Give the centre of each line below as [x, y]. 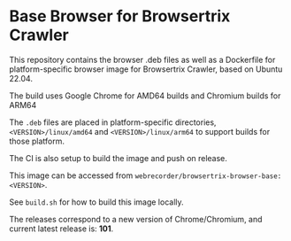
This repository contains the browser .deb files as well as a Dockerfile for [142, 59]
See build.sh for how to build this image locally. [96, 202]
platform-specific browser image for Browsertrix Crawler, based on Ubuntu [146, 69]
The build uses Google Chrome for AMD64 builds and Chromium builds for [145, 96]
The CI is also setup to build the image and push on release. [119, 158]
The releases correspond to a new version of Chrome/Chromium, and [136, 219]
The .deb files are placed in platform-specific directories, [113, 122]
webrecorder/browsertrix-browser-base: [208, 176]
